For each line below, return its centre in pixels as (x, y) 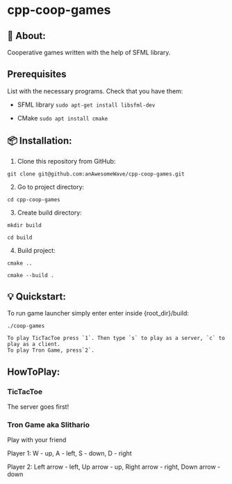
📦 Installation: (40, 141)
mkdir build (24, 225)
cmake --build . (31, 275)
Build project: (36, 250)
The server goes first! (38, 407)
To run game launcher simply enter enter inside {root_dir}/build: (98, 313)
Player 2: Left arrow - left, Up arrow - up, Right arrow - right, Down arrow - (114, 467)
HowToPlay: (34, 372)
